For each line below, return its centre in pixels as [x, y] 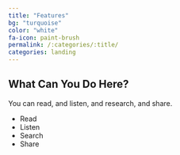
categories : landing [42, 52]
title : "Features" [38, 15]
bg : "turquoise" [35, 23]
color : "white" [33, 30]
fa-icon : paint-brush [44, 38]
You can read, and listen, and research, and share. [90, 103]
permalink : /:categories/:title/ [63, 45]
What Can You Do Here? [69, 84]
